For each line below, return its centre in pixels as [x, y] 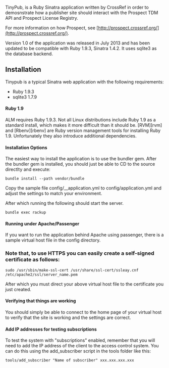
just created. [18, 289]
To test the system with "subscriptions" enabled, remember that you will [80, 340]
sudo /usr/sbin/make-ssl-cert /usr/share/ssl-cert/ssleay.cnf [72, 270]
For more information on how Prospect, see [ [52, 28]
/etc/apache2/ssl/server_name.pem [42, 274]
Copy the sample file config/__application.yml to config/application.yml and [83, 188]
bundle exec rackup [26, 213]
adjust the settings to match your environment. [54, 194]
